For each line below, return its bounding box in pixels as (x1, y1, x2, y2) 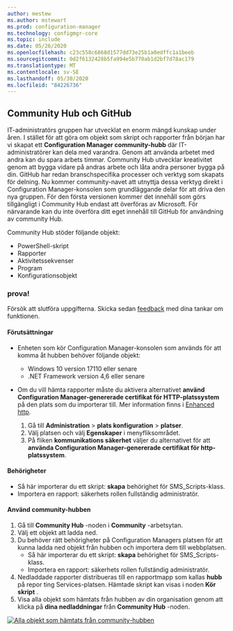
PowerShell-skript (17, 242, 70, 250)
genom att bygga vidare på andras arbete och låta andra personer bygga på (7, 163, 225, 172)
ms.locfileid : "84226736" (7, 82, 82, 89)
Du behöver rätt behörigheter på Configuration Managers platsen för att (17, 535, 223, 544)
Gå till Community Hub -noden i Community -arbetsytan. (17, 521, 183, 529)
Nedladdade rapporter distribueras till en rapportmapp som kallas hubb (17, 572, 223, 581)
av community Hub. (7, 215, 64, 223)
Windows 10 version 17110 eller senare (27, 364, 138, 373)
